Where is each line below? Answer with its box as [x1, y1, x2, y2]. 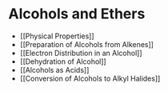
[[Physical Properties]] [19, 31, 94, 41]
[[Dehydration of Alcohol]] [19, 57, 106, 66]
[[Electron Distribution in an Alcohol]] [19, 48, 142, 57]
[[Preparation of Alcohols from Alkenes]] [19, 39, 154, 49]
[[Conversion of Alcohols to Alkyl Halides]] [19, 73, 161, 83]
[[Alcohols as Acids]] [19, 65, 90, 74]
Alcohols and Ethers [8, 5, 146, 23]
